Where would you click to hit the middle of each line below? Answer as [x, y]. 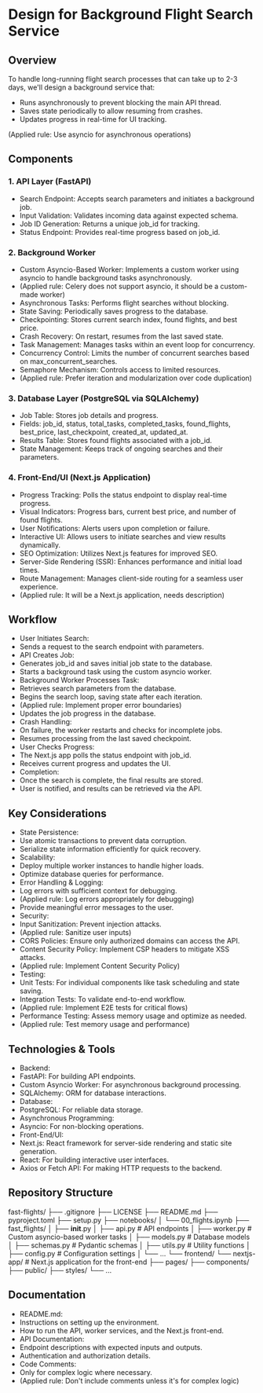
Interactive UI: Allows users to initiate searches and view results [122, 537]
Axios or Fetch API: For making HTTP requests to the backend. [121, 1168]
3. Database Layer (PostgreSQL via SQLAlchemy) [104, 398]
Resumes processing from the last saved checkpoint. [105, 739]
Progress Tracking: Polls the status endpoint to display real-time [123, 495]
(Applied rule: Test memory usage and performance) [104, 1025]
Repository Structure [61, 1193]
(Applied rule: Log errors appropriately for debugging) [107, 899]
